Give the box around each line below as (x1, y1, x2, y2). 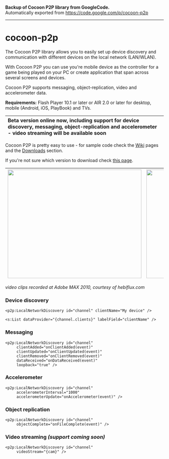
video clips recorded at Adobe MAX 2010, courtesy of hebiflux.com (5, 284, 145, 290)
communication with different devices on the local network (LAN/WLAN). (5, 54, 156, 60)
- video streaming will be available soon (8, 129, 107, 136)
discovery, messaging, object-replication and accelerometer (8, 123, 157, 130)
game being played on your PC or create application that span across (5, 69, 149, 75)
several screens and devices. (5, 74, 66, 80)
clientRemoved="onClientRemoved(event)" (16, 353, 102, 359)
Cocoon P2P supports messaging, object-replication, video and (5, 84, 137, 90)
